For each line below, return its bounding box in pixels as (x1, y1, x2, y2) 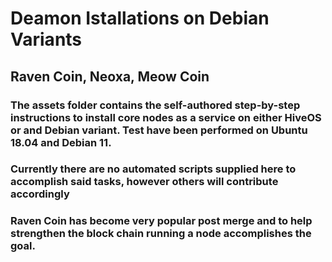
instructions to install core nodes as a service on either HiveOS (10, 110, 322, 124)
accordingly (10, 187, 70, 201)
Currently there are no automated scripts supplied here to (10, 162, 297, 176)
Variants (10, 28, 83, 51)
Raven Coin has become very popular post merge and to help (10, 214, 313, 228)
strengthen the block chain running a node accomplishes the (10, 227, 312, 241)
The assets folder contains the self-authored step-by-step (10, 98, 301, 112)
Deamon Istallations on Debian (10, 7, 270, 30)
